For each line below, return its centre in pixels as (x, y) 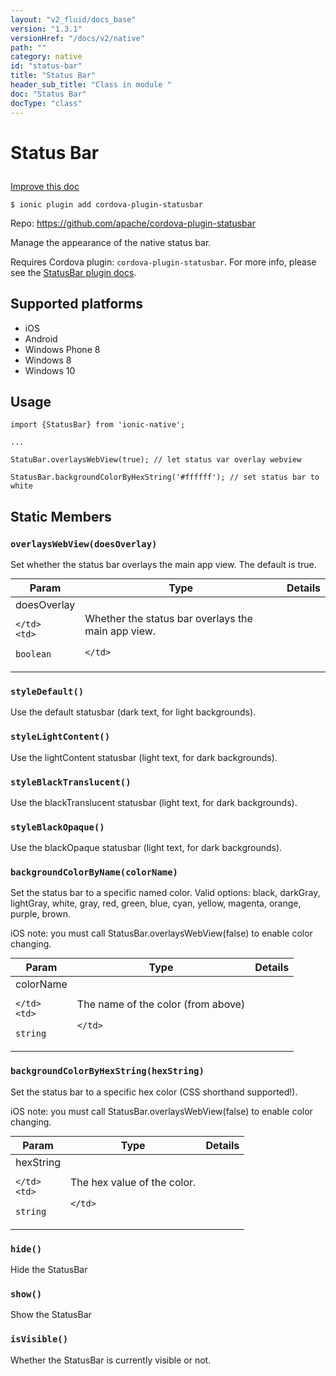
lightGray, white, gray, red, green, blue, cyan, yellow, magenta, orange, (156, 903)
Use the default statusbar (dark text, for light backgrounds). (133, 712)
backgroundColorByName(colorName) (94, 872)
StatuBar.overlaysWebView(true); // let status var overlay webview (156, 460)
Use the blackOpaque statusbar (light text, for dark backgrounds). (146, 848)
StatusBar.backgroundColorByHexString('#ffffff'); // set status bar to (165, 477)
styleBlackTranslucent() (71, 782)
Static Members (61, 516)
